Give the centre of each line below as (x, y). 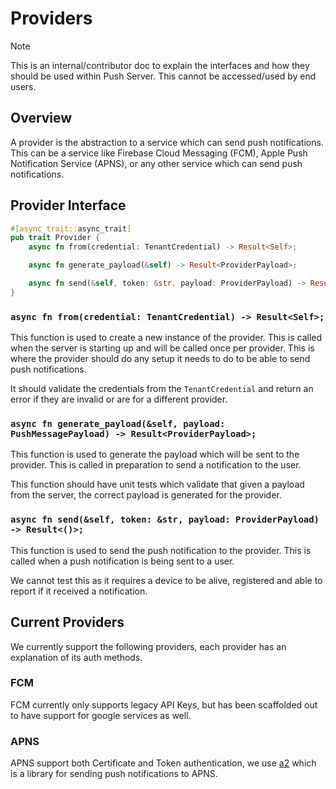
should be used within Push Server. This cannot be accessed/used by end (163, 76)
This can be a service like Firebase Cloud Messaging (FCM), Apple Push (159, 153)
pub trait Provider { (55, 238)
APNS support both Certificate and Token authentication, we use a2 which (163, 763)
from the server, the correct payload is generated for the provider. (146, 495)
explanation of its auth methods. (76, 657)
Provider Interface (68, 205)
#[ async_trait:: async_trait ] (71, 228)
